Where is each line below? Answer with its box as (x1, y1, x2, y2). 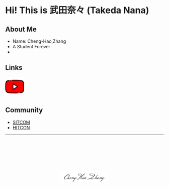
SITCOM (12, 119, 30, 125)
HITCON (12, 124, 30, 131)
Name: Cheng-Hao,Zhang (12, 38, 66, 44)
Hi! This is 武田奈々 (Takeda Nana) (5, 5, 149, 16)
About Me (5, 25, 37, 33)
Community (5, 106, 43, 115)
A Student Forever (12, 44, 50, 49)
